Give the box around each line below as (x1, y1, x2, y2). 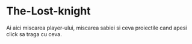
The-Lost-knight (6, 4, 91, 18)
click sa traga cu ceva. (6, 30, 62, 37)
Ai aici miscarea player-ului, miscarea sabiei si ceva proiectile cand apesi (6, 24, 187, 31)
